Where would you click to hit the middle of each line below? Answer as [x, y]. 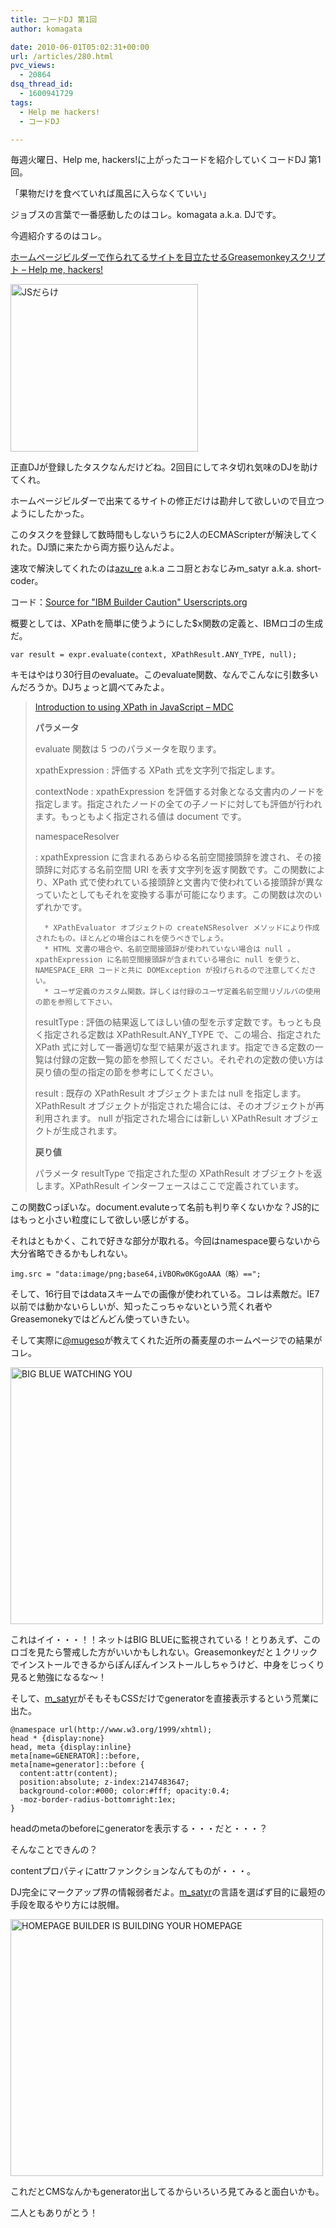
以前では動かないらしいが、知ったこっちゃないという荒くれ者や [141, 1307]
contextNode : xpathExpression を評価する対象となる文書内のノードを [179, 792]
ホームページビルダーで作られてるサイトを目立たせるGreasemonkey [150, 257]
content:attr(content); [68, 1774]
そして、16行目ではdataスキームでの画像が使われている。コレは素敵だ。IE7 [165, 1294]
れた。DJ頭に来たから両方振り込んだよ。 [95, 547]
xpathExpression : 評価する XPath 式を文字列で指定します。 [157, 770]
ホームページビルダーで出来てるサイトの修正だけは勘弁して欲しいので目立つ [167, 501]
